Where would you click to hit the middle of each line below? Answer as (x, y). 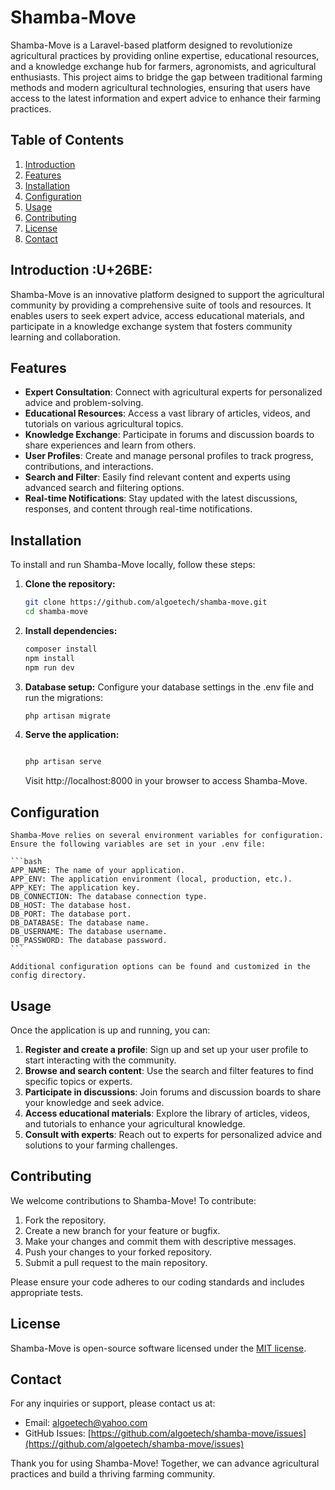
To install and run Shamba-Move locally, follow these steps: (133, 565)
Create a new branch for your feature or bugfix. (122, 1230)
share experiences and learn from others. (110, 445)
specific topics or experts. (78, 1081)
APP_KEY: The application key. (75, 888)
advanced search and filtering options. (104, 488)
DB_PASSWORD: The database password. (89, 941)
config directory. (48, 976)
